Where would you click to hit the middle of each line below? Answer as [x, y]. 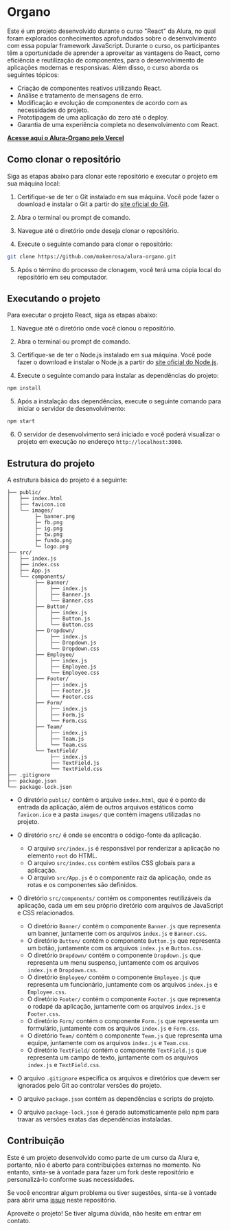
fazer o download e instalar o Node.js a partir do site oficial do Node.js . [117, 362]
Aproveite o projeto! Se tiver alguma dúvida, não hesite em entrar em [104, 1213]
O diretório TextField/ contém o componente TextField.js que [117, 1050]
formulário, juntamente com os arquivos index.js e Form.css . [114, 1028]
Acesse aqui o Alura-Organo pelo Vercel [66, 137]
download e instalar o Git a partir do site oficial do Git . [93, 204]
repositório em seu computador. [62, 277]
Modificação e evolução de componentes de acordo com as [102, 102]
